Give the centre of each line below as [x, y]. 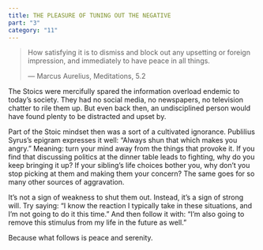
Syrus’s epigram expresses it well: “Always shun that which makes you [123, 140]
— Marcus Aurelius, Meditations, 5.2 [86, 76]
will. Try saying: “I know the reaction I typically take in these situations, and [130, 206]
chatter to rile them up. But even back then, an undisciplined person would [130, 108]
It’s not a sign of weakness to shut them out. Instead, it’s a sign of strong [126, 197]
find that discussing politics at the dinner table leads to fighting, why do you [131, 157]
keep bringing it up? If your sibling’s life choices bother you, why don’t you [129, 166]
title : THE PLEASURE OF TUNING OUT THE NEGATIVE [90, 15]
